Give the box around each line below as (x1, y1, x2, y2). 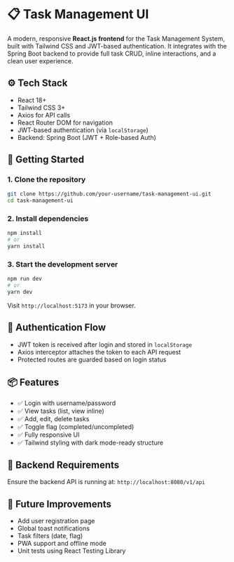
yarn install (7, 243, 46, 250)
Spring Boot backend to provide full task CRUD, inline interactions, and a (7, 49, 216, 58)
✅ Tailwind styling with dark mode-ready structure (17, 438, 163, 447)
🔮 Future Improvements (7, 498, 112, 510)
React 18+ (17, 96, 47, 104)
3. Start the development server (7, 260, 118, 269)
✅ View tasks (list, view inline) (17, 407, 105, 415)
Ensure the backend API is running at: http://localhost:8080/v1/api (7, 478, 205, 486)
